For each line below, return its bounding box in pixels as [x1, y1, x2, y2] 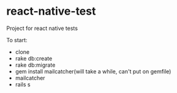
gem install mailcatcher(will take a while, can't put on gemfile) [15, 67, 171, 75]
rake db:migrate [15, 61, 56, 69]
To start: [6, 36, 28, 43]
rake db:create [15, 54, 53, 62]
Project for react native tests [6, 24, 78, 32]
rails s [15, 81, 31, 88]
